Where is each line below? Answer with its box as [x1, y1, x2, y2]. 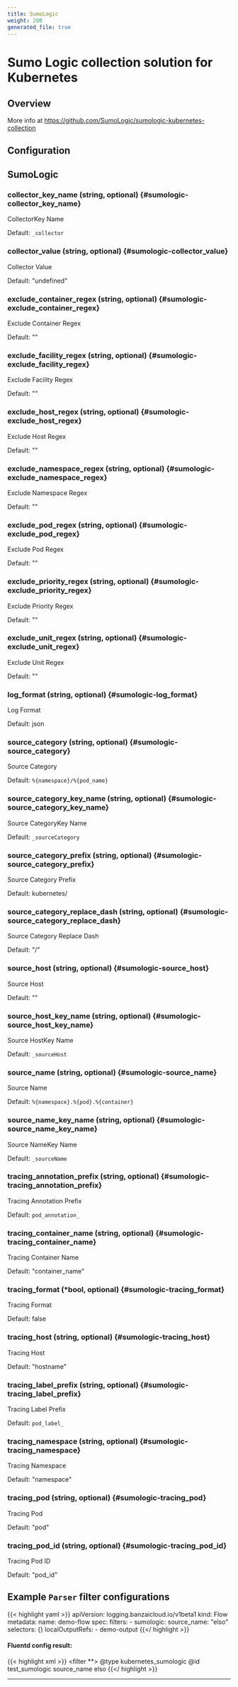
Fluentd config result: [7, 1642, 73, 1650]
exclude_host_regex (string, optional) [7, 407, 140, 417]
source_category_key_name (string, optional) [7, 793, 166, 803]
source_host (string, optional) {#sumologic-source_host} [7, 963, 210, 973]
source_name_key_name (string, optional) [7, 1115, 155, 1125]
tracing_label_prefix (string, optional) [7, 1379, 139, 1389]
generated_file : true [7, 23, 72, 31]
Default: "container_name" [7, 1267, 85, 1276]
